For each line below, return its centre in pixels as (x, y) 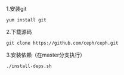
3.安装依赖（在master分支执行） (46, 55)
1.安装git (16, 9)
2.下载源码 (19, 32)
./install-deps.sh (29, 66)
